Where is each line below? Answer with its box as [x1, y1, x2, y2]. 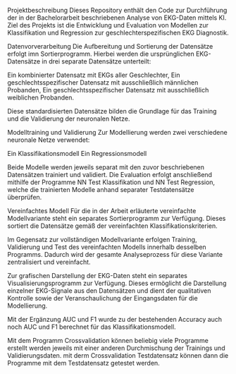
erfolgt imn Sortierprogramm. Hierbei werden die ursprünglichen [7, 49, 195, 58]
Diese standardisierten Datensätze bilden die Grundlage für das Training [7, 107, 217, 115]
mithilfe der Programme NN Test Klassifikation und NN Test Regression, [7, 178, 216, 186]
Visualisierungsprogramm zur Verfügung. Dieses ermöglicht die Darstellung [7, 279, 227, 287]
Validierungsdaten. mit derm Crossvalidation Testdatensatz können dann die [7, 351, 229, 359]
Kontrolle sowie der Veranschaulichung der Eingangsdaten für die [7, 294, 199, 302]
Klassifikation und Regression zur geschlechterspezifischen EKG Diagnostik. [7, 28, 229, 37]
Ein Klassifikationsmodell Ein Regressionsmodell [7, 150, 147, 157]
